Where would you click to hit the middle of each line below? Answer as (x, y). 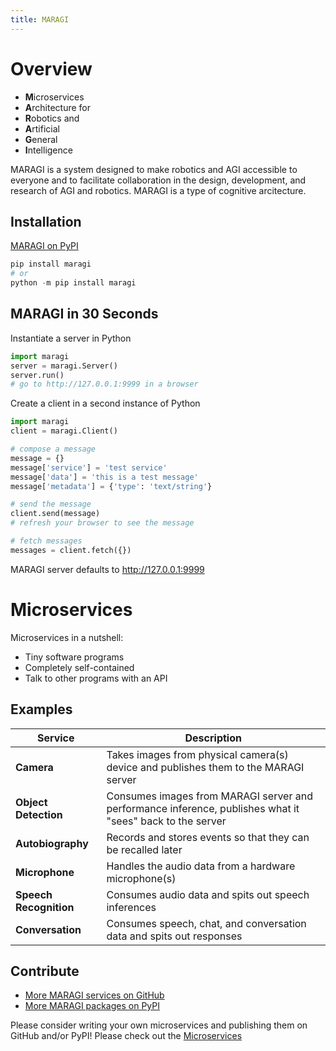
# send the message (51, 504)
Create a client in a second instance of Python (105, 403)
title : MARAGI (40, 19)
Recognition (45, 907)
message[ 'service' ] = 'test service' (89, 467)
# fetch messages (46, 541)
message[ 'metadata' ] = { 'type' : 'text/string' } (111, 486)
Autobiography (52, 843)
